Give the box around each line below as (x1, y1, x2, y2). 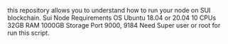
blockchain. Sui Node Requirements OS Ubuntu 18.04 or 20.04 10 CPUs (7, 13, 217, 22)
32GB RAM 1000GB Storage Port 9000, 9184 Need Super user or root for (7, 21, 221, 29)
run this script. (7, 28, 50, 37)
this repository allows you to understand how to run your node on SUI (7, 6, 211, 14)
